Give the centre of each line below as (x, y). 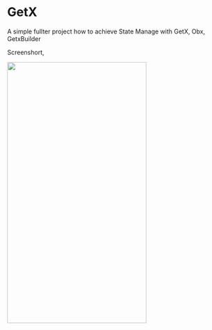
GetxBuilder (24, 38)
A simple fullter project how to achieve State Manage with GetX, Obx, (106, 31)
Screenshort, (26, 52)
